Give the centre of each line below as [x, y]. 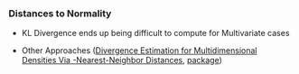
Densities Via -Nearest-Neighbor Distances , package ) [122, 60]
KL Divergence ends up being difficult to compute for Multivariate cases [155, 33]
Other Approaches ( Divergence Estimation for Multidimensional [139, 51]
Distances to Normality [60, 14]
